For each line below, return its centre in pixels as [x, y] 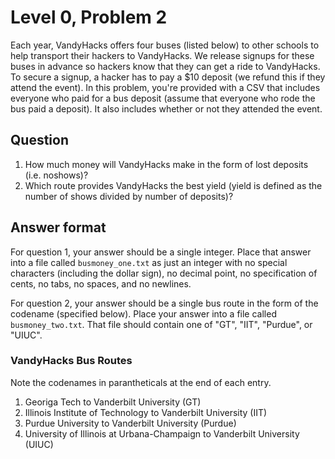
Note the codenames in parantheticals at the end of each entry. [141, 382]
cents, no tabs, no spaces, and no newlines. [101, 283]
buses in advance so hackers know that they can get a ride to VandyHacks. [165, 66]
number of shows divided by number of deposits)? [129, 196]
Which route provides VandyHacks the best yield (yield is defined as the [173, 185]
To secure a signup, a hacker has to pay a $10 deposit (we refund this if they [168, 77]
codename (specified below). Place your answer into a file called [143, 313]
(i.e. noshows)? [56, 175]
